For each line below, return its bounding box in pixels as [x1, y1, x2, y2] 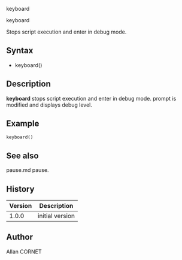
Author [6, 232, 33, 242]
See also [6, 150, 39, 161]
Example [6, 119, 40, 129]
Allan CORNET [6, 248, 42, 255]
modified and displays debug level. [6, 101, 93, 108]
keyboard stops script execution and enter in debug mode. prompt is [6, 95, 177, 102]
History [6, 184, 35, 194]
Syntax [6, 46, 34, 56]
